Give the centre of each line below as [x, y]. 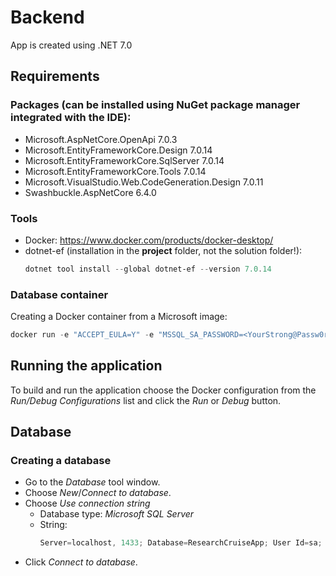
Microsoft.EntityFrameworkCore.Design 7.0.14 [118, 150]
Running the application [86, 366]
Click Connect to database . [81, 562]
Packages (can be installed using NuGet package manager [155, 105]
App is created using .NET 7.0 [71, 45]
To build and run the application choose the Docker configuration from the [163, 390]
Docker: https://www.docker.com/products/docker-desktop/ [149, 240]
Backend [47, 17]
